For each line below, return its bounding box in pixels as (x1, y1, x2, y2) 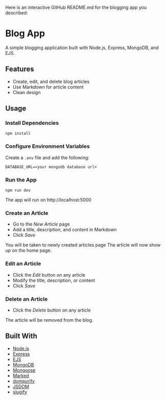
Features (5, 65, 34, 74)
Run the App (5, 176, 37, 183)
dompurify (12, 378, 35, 384)
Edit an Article (5, 260, 41, 268)
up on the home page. (5, 248, 52, 254)
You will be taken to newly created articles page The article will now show (5, 242, 161, 248)
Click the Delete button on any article (12, 307, 91, 313)
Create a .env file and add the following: (5, 154, 89, 161)
